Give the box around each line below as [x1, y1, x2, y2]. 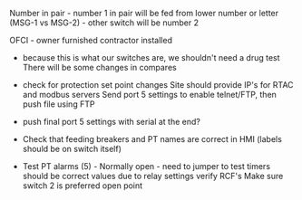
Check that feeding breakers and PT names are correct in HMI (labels [22, 134, 283, 144]
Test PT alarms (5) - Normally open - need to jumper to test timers [22, 161, 270, 171]
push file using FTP [22, 99, 95, 110]
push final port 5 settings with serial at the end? [22, 117, 201, 127]
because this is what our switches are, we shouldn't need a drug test [22, 52, 280, 62]
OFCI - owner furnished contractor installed [9, 35, 172, 45]
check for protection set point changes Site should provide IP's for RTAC [22, 80, 294, 90]
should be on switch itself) [22, 144, 122, 154]
